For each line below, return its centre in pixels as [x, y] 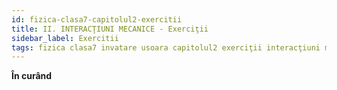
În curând [32, 76]
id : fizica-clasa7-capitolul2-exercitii [97, 19]
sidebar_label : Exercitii [65, 38]
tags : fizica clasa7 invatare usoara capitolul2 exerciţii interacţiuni [166, 47]
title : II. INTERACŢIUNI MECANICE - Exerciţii [110, 29]
